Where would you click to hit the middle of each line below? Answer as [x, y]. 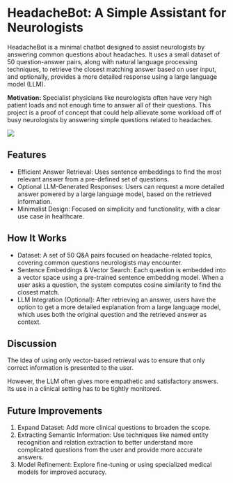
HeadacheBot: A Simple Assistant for [117, 13]
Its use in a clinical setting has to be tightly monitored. [85, 389]
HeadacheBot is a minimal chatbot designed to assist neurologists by [106, 47]
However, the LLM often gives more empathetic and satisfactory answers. [113, 381]
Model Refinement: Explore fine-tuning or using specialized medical [114, 465]
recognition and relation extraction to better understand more [105, 443]
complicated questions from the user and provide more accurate [110, 450]
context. [29, 322]
